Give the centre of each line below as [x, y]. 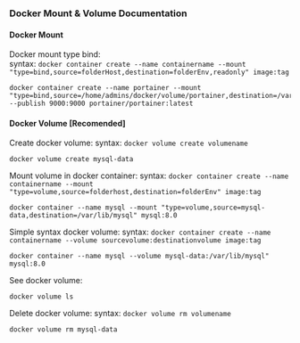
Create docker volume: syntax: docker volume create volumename [129, 143]
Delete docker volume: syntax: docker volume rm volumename [121, 314]
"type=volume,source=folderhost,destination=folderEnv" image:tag [135, 192]
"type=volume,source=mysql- [213, 208]
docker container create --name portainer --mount [105, 88]
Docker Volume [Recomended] [68, 123]
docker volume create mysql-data [71, 159]
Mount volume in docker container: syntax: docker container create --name [149, 176]
